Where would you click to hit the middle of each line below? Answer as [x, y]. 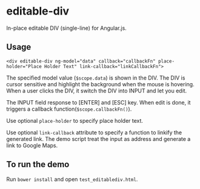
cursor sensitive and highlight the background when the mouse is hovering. [101, 84]
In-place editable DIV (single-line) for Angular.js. [67, 28]
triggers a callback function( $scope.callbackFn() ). [69, 109]
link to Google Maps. [32, 145]
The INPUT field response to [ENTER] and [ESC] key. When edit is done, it [98, 102]
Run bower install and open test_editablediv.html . [72, 179]
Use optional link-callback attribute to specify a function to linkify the [94, 132]
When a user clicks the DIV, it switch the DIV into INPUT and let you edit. [97, 91]
